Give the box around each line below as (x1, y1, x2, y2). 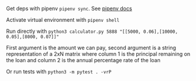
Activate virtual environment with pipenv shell (6, 16, 120, 23)
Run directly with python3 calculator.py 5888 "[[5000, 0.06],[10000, (6, 28, 178, 35)
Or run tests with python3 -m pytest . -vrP (6, 68, 112, 75)
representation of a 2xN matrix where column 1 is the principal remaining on (6, 50, 191, 58)
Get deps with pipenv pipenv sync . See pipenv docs (6, 5, 132, 12)
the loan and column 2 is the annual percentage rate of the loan (6, 57, 161, 63)
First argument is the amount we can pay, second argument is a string (6, 44, 177, 51)
